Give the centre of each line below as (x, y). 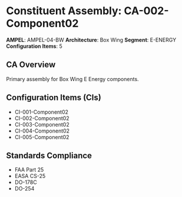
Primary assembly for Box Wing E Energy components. (73, 79)
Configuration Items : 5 (34, 46)
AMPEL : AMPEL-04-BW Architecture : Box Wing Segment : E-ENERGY (91, 40)
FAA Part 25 (29, 170)
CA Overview (31, 65)
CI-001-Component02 (42, 112)
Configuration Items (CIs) (54, 98)
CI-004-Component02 (42, 131)
